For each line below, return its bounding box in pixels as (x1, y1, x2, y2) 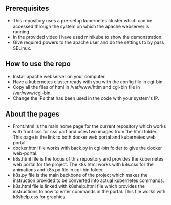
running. (12, 28, 31, 35)
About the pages (5, 110, 60, 119)
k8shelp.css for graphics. (12, 194, 67, 200)
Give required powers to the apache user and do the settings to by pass (12, 39, 164, 45)
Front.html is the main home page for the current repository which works (12, 123, 166, 129)
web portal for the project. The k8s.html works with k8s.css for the (12, 161, 154, 168)
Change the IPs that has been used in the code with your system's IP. (12, 95, 160, 101)
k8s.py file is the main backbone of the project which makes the (12, 172, 148, 178)
